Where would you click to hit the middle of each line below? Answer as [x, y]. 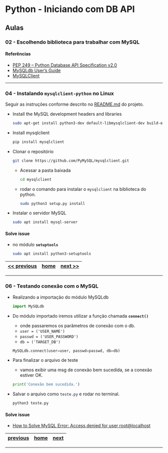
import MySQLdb [28, 306]
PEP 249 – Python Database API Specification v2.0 [65, 65]
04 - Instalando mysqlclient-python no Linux [59, 93]
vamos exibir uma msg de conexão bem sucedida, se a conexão [86, 370]
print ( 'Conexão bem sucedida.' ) [46, 384]
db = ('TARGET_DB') [40, 342]
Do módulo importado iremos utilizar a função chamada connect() [80, 316]
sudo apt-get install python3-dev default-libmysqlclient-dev [78, 123]
